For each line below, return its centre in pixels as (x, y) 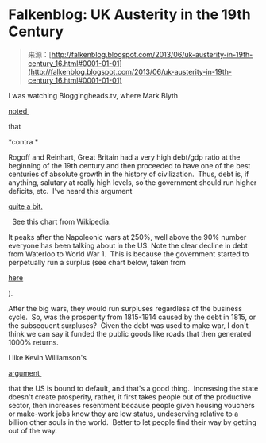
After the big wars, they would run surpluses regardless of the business (125, 308)
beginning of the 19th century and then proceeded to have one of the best (129, 165)
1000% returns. (34, 342)
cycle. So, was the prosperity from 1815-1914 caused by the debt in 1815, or (132, 317)
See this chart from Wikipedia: (61, 221)
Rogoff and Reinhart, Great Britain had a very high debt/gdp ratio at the (124, 157)
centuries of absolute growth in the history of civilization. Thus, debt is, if (129, 174)
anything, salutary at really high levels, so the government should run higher (133, 182)
